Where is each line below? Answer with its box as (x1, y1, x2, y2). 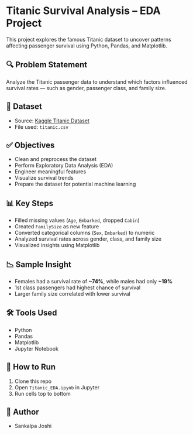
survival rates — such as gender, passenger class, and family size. (6, 84, 167, 91)
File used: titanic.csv (14, 123, 69, 130)
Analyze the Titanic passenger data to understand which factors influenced (6, 78, 188, 85)
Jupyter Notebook (14, 345, 58, 352)
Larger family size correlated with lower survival (14, 290, 130, 297)
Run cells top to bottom (14, 390, 71, 397)
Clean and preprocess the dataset (14, 156, 97, 163)
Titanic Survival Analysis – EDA (6, 4, 161, 18)
